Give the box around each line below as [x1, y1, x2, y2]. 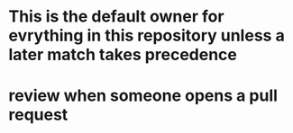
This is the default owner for [8, 6, 224, 27]
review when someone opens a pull [8, 85, 279, 106]
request [8, 105, 69, 125]
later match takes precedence [8, 45, 238, 65]
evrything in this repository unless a [8, 25, 285, 46]
